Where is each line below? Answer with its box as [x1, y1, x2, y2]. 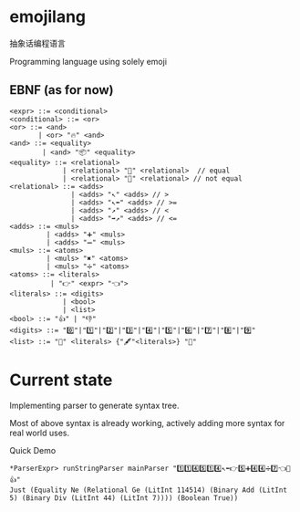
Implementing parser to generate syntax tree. [9, 400, 180, 411]
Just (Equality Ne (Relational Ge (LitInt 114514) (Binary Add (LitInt [9, 486, 287, 495]
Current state [9, 370, 113, 390]
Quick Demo [9, 444, 57, 455]
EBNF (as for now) [9, 82, 114, 98]
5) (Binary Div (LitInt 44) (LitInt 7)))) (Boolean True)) [9, 493, 239, 503]
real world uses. [9, 427, 70, 438]
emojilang [9, 6, 87, 27]
